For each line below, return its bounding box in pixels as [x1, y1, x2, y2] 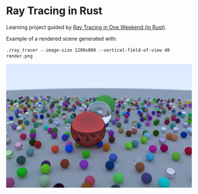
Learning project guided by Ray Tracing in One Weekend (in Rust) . [6, 24, 167, 31]
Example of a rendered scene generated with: [6, 35, 117, 42]
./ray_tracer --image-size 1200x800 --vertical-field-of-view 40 [6, 47, 170, 53]
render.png [6, 53, 33, 59]
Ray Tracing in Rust [6, 4, 103, 18]
